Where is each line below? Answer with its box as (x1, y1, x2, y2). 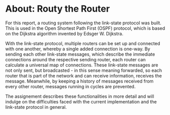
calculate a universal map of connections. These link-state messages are (5, 62, 159, 68)
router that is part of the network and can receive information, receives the (5, 72, 162, 79)
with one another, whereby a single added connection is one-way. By (5, 46, 151, 52)
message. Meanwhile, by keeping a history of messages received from (5, 78, 154, 84)
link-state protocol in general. (5, 104, 67, 110)
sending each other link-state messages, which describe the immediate (5, 51, 155, 57)
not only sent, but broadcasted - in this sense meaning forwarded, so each (5, 67, 162, 73)
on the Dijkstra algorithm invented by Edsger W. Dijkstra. (5, 30, 124, 36)
